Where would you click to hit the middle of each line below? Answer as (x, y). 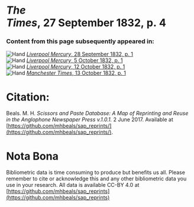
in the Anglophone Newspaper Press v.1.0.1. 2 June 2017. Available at (90, 119)
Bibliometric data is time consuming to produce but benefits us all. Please (96, 173)
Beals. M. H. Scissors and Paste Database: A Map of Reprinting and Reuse (97, 114)
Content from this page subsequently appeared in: (80, 41)
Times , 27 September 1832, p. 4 (86, 23)
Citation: (28, 97)
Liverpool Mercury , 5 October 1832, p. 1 (75, 60)
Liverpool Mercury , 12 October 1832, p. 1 (76, 67)
